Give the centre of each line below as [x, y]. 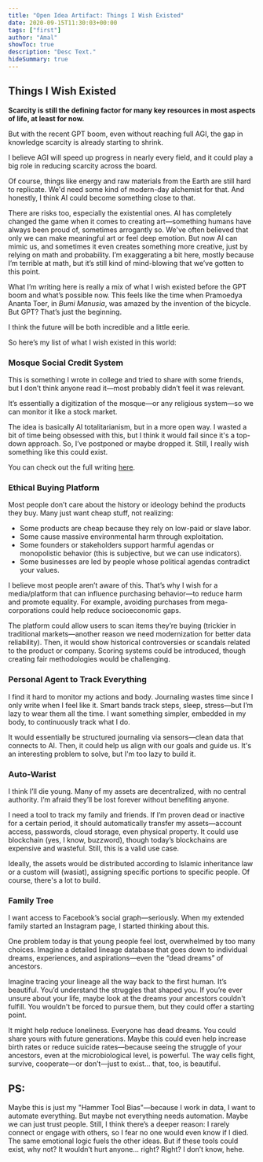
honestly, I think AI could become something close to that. [102, 197]
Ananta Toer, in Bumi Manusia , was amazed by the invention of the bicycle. [130, 303]
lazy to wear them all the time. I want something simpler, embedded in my [127, 714]
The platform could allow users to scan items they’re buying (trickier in [122, 625]
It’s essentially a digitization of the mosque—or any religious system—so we [131, 403]
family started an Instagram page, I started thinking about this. [109, 926]
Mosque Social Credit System [66, 363]
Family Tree [31, 900]
